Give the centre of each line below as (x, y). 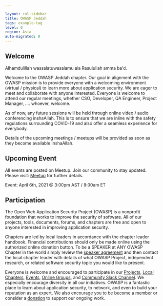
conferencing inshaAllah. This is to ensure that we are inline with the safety (81, 118)
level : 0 (14, 27)
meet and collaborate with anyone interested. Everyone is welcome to (75, 93)
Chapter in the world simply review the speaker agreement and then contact (82, 252)
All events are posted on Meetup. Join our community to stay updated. (76, 170)
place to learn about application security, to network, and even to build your (81, 288)
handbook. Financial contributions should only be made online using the (77, 242)
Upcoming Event (31, 158)
